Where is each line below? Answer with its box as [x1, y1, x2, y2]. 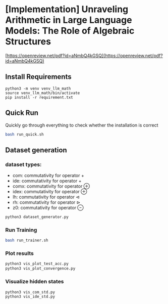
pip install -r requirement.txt [5, 95, 73, 100]
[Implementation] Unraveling [5, 4, 129, 15]
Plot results [5, 250, 34, 257]
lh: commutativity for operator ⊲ [12, 194, 80, 200]
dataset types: [5, 161, 42, 168]
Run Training [5, 226, 37, 233]
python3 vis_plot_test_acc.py [5, 262, 69, 267]
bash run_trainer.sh [5, 238, 49, 243]
